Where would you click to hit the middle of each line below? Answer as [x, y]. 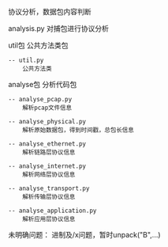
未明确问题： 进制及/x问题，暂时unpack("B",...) [84, 235]
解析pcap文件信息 [47, 108]
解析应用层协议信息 [49, 219]
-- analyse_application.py [52, 211]
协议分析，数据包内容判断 [50, 11]
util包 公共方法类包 [38, 45]
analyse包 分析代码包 [43, 84]
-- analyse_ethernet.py [47, 144]
